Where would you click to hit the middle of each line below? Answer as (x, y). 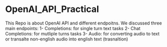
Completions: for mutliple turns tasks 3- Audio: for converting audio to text (82, 33)
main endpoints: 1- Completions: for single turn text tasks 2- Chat (73, 28)
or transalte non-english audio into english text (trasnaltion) (67, 39)
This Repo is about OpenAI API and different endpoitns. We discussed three (83, 23)
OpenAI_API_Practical (52, 9)
